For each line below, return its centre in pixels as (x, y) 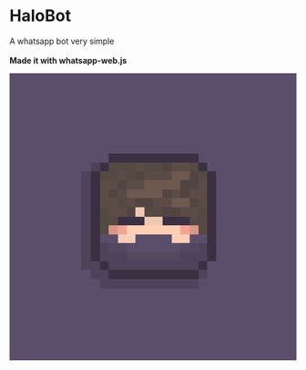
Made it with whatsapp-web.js (68, 60)
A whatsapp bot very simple (62, 41)
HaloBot (40, 16)
